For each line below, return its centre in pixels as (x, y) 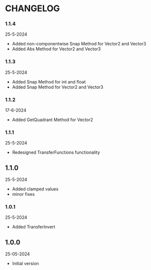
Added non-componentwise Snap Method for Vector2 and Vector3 (79, 44)
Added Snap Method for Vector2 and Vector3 (58, 87)
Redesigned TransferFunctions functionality (56, 152)
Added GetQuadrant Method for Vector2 (53, 120)
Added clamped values (35, 189)
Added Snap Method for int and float (49, 82)
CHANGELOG (32, 9)
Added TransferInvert (34, 227)
